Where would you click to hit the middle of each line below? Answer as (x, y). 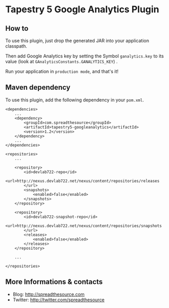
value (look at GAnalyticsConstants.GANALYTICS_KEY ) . (62, 61)
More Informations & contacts (54, 282)
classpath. (16, 46)
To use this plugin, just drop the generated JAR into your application (77, 40)
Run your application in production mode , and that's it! (62, 71)
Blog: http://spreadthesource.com (49, 294)
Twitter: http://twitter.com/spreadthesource (59, 300)
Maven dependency (38, 87)
